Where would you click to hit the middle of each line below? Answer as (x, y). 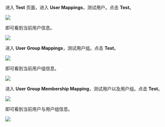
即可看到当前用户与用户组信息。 (39, 109)
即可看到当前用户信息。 (30, 28)
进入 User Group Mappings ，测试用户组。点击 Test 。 (62, 48)
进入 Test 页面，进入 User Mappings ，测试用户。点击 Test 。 (70, 7)
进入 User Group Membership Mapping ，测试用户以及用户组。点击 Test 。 (84, 89)
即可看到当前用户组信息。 (32, 68)
